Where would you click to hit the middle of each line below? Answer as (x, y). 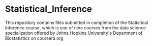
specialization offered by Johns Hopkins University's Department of (74, 33)
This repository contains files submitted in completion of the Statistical (76, 23)
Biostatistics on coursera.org (34, 38)
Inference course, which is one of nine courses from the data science (76, 27)
